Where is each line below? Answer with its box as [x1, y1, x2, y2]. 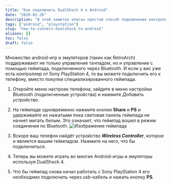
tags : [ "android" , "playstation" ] [5, 21, 79, 27]
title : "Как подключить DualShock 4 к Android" [5, 7, 108, 13]
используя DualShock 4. [12, 159, 65, 165]
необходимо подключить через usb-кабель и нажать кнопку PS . [12, 174, 154, 180]
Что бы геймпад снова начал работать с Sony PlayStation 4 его [12, 168, 150, 174]
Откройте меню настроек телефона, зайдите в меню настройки [12, 86, 152, 92]
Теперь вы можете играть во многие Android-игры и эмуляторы [12, 153, 153, 159]
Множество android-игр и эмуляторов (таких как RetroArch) [5, 54, 136, 60]
